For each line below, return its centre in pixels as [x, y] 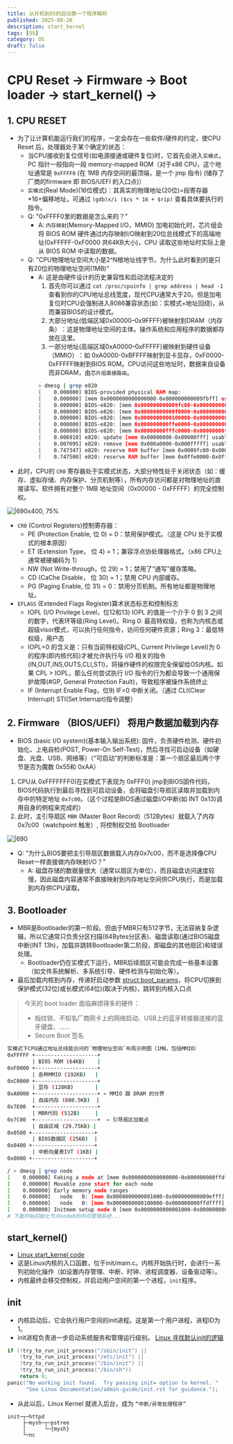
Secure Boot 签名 [59, 1036]
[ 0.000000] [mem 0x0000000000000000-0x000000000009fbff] [128, 399]
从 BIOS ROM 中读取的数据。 [79, 251]
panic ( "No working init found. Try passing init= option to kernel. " [113, 1383]
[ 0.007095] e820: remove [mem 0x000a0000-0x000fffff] [123, 444]
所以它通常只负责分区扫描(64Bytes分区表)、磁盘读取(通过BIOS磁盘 [125, 937]
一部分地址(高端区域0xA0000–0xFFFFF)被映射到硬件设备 [130, 347]
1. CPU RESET [37, 121]
